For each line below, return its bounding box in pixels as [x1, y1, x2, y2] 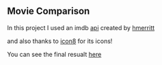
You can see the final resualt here [7, 50, 102, 58]
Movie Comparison [7, 5, 90, 17]
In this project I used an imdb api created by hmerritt [7, 23, 155, 31]
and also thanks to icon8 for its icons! [7, 37, 113, 45]
